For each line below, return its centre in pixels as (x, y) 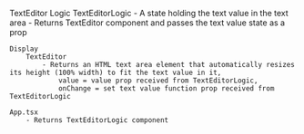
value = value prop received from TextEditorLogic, (158, 81)
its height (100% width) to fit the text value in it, (116, 72)
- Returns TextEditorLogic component (97, 120)
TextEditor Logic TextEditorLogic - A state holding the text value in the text (149, 13)
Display (24, 49)
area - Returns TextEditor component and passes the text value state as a (147, 23)
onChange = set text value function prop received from (166, 89)
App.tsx (24, 112)
